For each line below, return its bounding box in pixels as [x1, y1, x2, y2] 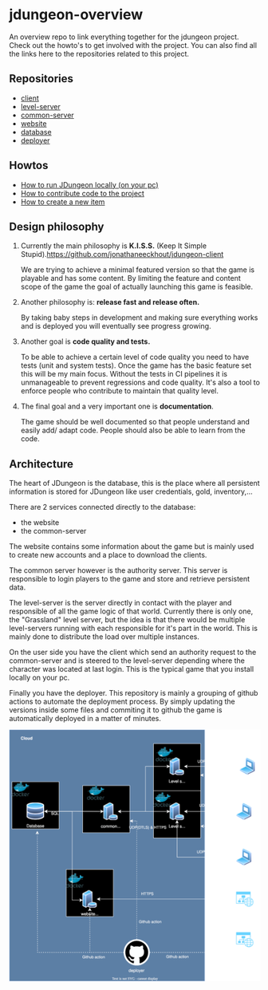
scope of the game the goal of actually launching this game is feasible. [20, 282, 254, 292]
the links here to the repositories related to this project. [9, 49, 190, 58]
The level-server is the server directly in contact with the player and [9, 598, 232, 608]
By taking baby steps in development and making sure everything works [20, 313, 258, 322]
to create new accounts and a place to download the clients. [9, 550, 207, 560]
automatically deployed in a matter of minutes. [9, 714, 162, 724]
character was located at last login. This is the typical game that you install [9, 665, 254, 674]
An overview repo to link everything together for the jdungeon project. [9, 32, 239, 41]
